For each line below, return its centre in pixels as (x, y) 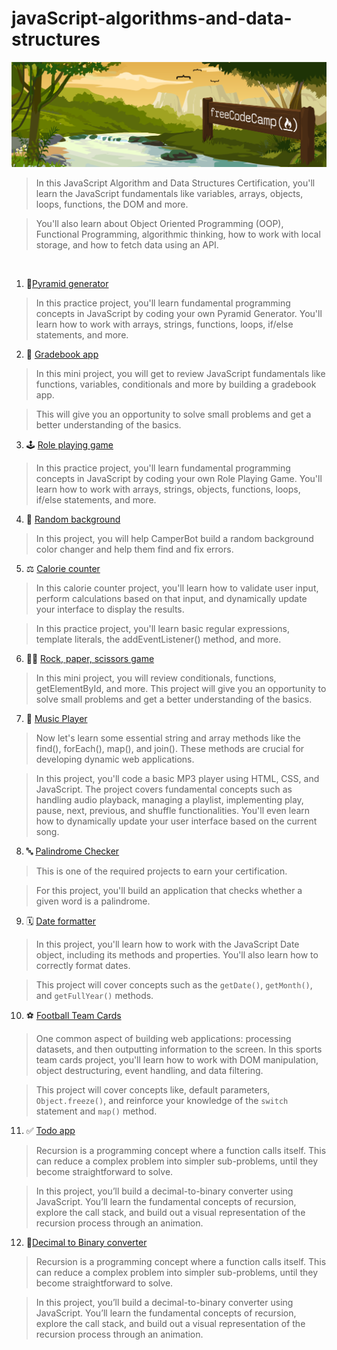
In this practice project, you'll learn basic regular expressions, (162, 628)
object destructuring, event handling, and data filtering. (149, 1070)
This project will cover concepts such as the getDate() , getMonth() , (174, 984)
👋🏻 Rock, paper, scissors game (90, 658)
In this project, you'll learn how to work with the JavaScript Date (167, 944)
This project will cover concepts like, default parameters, (153, 1089)
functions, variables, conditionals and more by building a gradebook (176, 384)
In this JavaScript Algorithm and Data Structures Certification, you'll (175, 183)
